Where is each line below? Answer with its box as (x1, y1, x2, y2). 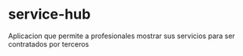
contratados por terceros (8, 39, 89, 48)
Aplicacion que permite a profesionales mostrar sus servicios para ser (8, 31, 236, 40)
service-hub (8, 5, 91, 23)
